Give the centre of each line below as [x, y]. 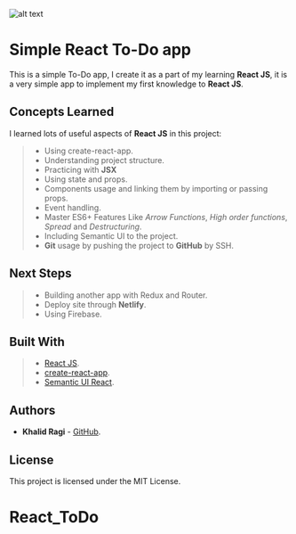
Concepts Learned [62, 112]
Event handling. [73, 207]
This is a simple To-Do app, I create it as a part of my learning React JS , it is [148, 74]
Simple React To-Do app [100, 50]
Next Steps [40, 273]
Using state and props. [86, 179]
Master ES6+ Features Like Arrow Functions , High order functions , [166, 217]
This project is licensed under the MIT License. [95, 481]
